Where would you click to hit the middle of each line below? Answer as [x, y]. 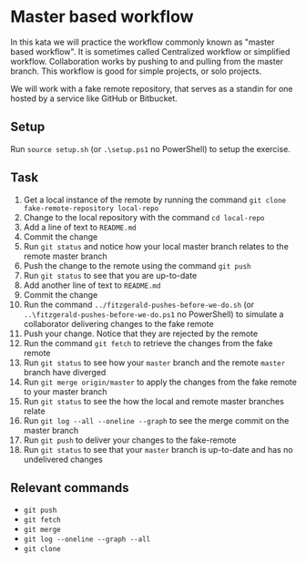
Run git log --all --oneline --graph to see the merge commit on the [156, 420]
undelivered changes [63, 459]
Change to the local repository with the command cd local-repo [144, 217]
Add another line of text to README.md [92, 285]
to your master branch [65, 391]
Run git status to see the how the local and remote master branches [154, 401]
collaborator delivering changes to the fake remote [118, 323]
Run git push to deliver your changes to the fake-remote [130, 440]
